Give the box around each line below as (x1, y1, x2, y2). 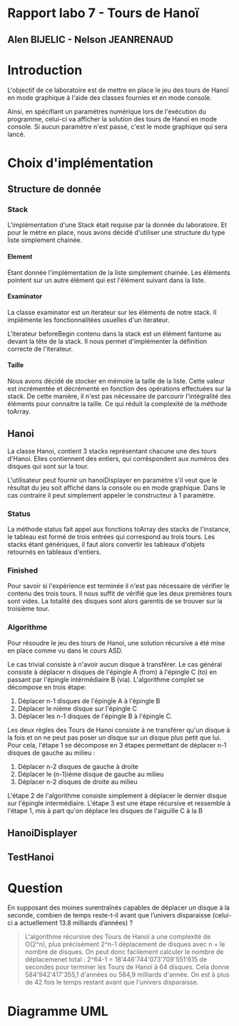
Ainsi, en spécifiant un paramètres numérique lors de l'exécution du (7, 107, 207, 116)
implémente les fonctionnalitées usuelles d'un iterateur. (7, 316, 170, 324)
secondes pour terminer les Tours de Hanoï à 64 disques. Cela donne (24, 962, 230, 972)
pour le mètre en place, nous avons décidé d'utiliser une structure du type (7, 228, 225, 237)
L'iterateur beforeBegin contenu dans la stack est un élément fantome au (7, 329, 222, 338)
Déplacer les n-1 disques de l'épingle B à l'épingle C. (17, 712, 173, 720)
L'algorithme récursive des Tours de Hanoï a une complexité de (24, 932, 211, 941)
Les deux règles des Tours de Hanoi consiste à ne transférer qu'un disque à (7, 725, 230, 734)
